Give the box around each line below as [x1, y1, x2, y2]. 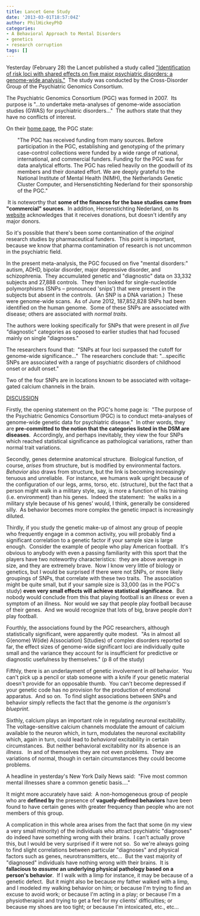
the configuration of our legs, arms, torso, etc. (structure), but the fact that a [6, 481, 193, 488]
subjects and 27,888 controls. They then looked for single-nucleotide [6, 278, 177, 286]
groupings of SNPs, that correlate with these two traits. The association [6, 574, 183, 581]
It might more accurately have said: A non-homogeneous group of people [6, 790, 189, 797]
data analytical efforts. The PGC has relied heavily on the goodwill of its [17, 161, 193, 169]
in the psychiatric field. [6, 248, 62, 255]
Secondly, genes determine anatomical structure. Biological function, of [6, 455, 183, 462]
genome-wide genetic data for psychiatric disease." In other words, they [6, 418, 186, 426]
